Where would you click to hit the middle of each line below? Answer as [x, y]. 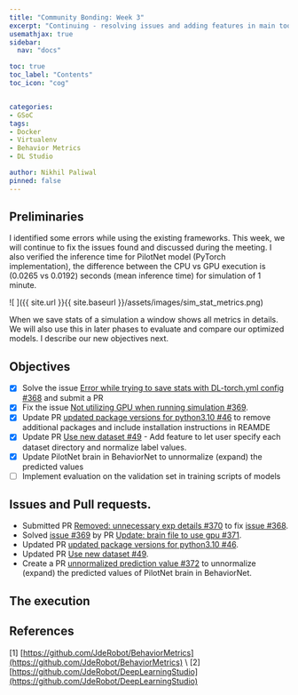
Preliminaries [47, 217]
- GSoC [21, 115]
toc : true [27, 67]
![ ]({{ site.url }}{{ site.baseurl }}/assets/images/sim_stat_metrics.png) [137, 302]
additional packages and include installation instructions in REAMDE [146, 427]
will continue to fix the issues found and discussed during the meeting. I [141, 248]
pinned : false [35, 180]
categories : [31, 107]
